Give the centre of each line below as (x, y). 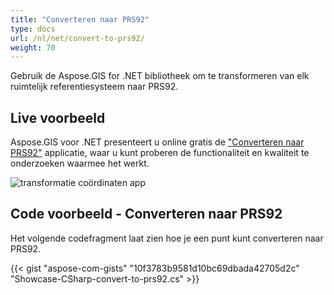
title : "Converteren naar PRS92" (80, 19)
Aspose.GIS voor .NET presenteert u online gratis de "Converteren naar (157, 142)
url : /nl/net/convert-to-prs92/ (77, 38)
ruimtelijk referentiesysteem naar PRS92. (94, 87)
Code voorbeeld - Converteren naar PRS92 (146, 214)
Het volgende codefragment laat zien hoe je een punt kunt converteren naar (167, 238)
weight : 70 (33, 47)
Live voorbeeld (58, 117)
